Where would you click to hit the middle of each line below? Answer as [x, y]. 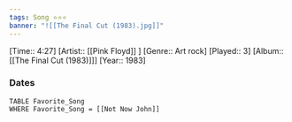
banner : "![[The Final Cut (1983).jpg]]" [87, 26]
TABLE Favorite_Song [47, 101]
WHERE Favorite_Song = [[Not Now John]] [85, 109]
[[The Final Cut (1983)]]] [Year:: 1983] [77, 60]
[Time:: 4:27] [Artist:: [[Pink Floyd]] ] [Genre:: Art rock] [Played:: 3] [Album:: [146, 50]
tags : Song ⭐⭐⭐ [38, 17]
